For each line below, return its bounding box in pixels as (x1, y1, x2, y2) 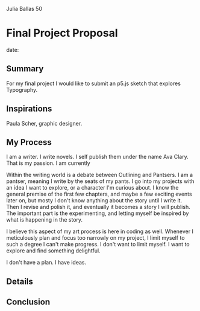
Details (6, 276, 33, 286)
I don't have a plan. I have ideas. (6, 259, 87, 266)
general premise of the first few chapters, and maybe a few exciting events (6, 190, 192, 198)
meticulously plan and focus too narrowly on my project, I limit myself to (6, 234, 185, 242)
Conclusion (6, 297, 51, 307)
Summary (6, 63, 44, 74)
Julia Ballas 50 (6, 5, 42, 12)
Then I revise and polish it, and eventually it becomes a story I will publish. (6, 204, 191, 211)
